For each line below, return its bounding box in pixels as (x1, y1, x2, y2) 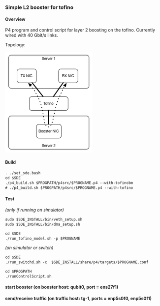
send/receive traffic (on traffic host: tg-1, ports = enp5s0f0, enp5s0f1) (5, 295, 152, 301)
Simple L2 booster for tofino (5, 4, 74, 11)
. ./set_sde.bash (5, 171, 41, 176)
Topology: (5, 42, 26, 48)
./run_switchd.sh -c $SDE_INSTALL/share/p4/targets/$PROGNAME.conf (5, 260, 149, 265)
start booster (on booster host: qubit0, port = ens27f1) (5, 284, 119, 290)
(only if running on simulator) (5, 207, 64, 213)
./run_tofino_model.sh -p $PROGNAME (5, 236, 80, 241)
